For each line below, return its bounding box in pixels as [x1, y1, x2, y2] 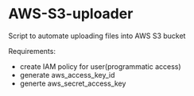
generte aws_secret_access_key [19, 79, 126, 88]
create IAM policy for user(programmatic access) [19, 61, 181, 71]
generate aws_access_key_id [19, 70, 115, 79]
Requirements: [8, 46, 56, 56]
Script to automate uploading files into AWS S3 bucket [8, 31, 186, 40]
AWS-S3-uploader [8, 5, 134, 23]
